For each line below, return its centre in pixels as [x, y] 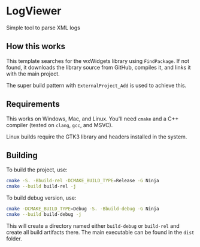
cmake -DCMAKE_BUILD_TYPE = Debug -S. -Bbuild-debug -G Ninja [83, 209]
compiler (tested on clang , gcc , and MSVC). [60, 125]
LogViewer [34, 11]
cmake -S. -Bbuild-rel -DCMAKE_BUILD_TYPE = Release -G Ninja [83, 181]
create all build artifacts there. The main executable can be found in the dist [100, 232]
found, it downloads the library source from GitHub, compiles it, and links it [99, 67]
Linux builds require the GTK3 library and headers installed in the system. [97, 137]
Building [22, 155]
